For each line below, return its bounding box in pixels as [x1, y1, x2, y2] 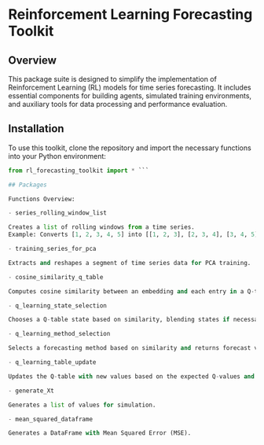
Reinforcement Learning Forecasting [8, 6, 253, 24]
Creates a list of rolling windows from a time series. [8, 223, 195, 231]
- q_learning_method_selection [8, 330, 111, 338]
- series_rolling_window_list [8, 209, 108, 217]
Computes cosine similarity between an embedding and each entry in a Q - [8, 287, 255, 296]
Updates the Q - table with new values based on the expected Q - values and [8, 372, 255, 381]
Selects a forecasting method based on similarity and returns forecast [8, 344, 251, 352]
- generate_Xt [8, 387, 55, 395]
